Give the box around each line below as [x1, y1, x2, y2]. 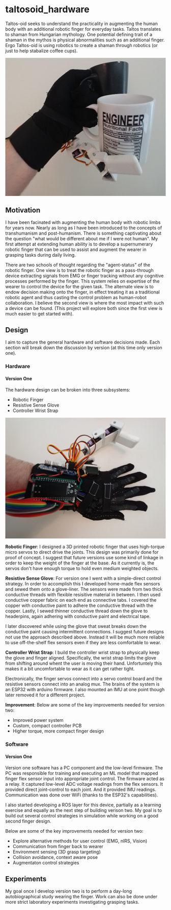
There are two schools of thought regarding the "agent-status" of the [5, 262, 151, 268]
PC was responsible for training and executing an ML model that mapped [5, 770, 158, 777]
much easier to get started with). [5, 311, 74, 317]
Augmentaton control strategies [12, 860, 79, 866]
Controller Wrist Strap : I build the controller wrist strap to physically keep [5, 649, 160, 655]
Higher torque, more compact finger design [12, 728, 104, 734]
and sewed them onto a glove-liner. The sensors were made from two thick [5, 586, 163, 593]
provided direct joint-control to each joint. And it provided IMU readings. [5, 786, 157, 793]
